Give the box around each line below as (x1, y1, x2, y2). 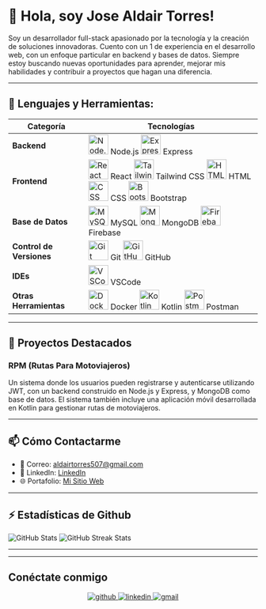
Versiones (12, 251, 51, 262)
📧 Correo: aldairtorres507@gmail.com (19, 460, 144, 469)
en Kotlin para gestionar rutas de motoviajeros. (8, 403, 161, 413)
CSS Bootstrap (110, 192, 188, 203)
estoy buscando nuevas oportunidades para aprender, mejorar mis (8, 59, 226, 68)
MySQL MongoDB (110, 217, 199, 228)
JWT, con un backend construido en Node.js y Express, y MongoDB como (8, 387, 251, 396)
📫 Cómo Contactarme (8, 434, 121, 448)
